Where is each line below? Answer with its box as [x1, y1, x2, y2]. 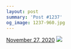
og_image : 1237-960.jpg [6, 19, 66, 25]
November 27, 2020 [6, 37, 55, 44]
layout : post [6, 8, 39, 15]
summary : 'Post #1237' [6, 14, 63, 20]
